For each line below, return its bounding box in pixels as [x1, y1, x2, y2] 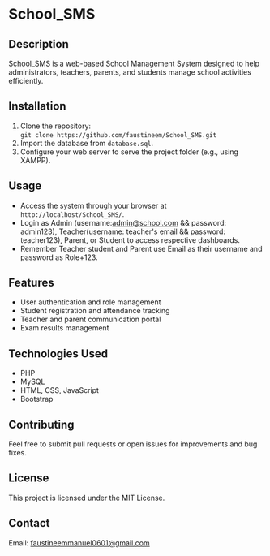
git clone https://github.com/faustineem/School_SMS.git [19, 131, 217, 139]
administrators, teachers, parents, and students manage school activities [8, 67, 251, 77]
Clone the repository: [19, 121, 92, 131]
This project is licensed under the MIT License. [8, 493, 165, 502]
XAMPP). [19, 155, 51, 165]
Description [8, 37, 69, 51]
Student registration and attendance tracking [19, 306, 170, 316]
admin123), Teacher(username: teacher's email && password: [19, 226, 225, 236]
